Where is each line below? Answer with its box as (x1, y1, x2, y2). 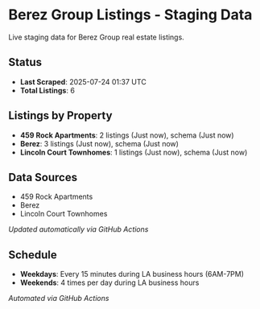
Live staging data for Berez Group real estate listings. (8, 32, 185, 42)
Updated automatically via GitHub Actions (8, 225, 149, 234)
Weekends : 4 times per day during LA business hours (19, 278, 200, 287)
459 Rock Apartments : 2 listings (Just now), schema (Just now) (19, 130, 235, 140)
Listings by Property (8, 109, 113, 122)
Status (8, 56, 43, 69)
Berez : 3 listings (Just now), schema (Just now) (19, 138, 180, 148)
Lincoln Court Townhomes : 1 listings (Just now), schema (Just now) (19, 147, 248, 157)
